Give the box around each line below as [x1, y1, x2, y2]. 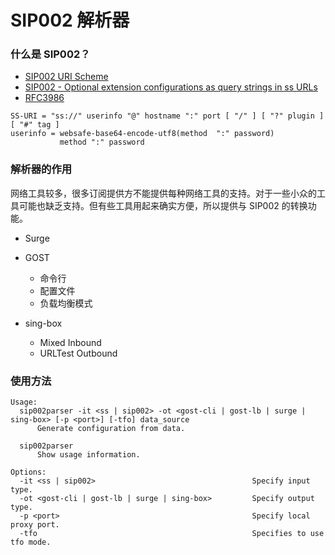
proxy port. [10, 520, 60, 530]
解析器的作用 [10, 162, 73, 176]
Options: [10, 467, 47, 478]
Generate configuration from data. [36, 424, 186, 434]
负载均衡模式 [39, 297, 93, 309]
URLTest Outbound [39, 347, 118, 359]
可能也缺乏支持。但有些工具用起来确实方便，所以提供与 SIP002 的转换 [18, 199, 308, 211]
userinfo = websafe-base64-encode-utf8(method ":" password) [10, 129, 275, 139]
